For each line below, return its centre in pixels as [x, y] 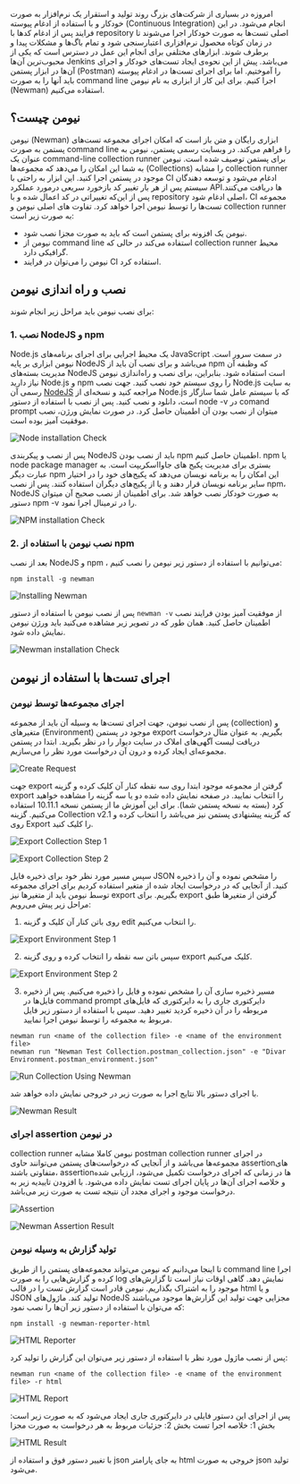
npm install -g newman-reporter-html [80, 1323]
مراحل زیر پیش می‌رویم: [51, 904]
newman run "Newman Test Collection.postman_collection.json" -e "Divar [148, 1052]
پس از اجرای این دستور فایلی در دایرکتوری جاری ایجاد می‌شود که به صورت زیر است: [150, 1415]
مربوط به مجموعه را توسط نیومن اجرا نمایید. [98, 1019]
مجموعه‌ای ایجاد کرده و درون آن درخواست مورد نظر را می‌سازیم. [118, 751]
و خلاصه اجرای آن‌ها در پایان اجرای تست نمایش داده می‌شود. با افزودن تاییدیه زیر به [148, 1182]
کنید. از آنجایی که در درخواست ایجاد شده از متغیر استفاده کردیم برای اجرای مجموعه [149, 885]
